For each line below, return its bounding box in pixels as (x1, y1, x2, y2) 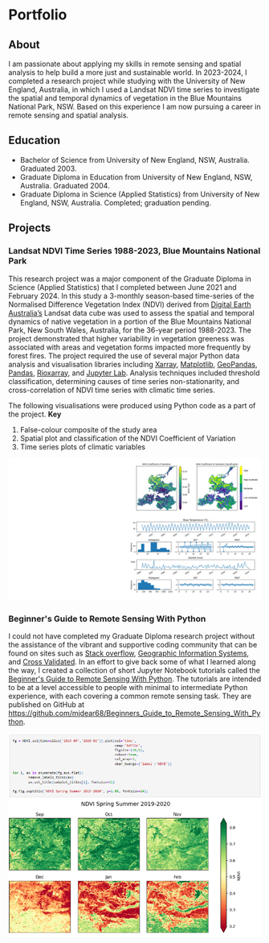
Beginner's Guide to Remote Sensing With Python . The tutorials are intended (8, 674, 262, 684)
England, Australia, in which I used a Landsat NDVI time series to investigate (8, 85, 260, 94)
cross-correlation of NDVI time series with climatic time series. (8, 385, 215, 395)
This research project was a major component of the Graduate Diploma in (8, 274, 251, 283)
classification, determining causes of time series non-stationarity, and (8, 376, 239, 386)
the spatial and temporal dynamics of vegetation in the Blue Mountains (8, 93, 243, 102)
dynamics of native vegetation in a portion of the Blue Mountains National (8, 316, 251, 326)
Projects (8, 221, 51, 235)
